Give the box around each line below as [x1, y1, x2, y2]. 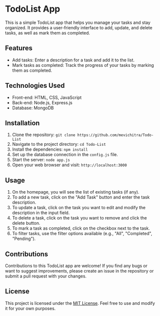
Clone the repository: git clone [12, 132, 75, 138]
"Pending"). [12, 236, 36, 242]
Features [5, 44, 33, 52]
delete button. [12, 220, 40, 226]
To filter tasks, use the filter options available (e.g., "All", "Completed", [12, 231, 152, 237]
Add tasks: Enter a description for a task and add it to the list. [12, 57, 135, 63]
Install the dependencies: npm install [12, 146, 88, 152]
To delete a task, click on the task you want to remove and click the [12, 215, 147, 221]
